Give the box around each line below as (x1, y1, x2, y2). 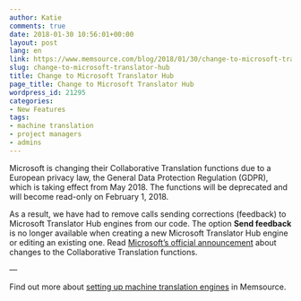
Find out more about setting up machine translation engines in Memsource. (9, 281, 287, 292)
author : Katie (9, 13, 63, 22)
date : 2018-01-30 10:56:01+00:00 (9, 30, 134, 39)
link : (9, 55, 30, 64)
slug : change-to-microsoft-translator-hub (9, 64, 170, 73)
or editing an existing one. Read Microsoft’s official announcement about (9, 236, 277, 247)
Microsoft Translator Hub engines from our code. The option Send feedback (9, 218, 292, 228)
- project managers (9, 130, 82, 139)
